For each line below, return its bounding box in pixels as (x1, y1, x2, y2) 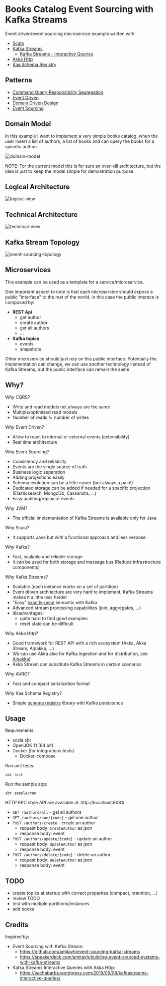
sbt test (5, 772, 23, 777)
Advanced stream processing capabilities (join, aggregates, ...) (12, 605, 141, 611)
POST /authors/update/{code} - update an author (12, 836, 112, 842)
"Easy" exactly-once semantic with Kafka (12, 599, 97, 605)
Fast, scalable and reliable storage (12, 553, 83, 560)
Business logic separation (12, 469, 66, 475)
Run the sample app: (5, 781, 48, 787)
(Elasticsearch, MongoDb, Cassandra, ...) (12, 490, 97, 496)
